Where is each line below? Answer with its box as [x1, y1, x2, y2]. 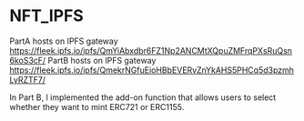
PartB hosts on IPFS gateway [47, 55, 157, 66]
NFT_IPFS [9, 5, 84, 26]
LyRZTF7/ [9, 74, 46, 85]
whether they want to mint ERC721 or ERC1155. [9, 101, 185, 112]
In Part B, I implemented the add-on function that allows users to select [9, 92, 277, 103]
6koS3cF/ [9, 55, 46, 66]
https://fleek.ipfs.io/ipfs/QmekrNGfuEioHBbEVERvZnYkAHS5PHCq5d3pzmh [9, 65, 294, 76]
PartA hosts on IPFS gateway [9, 35, 118, 46]
